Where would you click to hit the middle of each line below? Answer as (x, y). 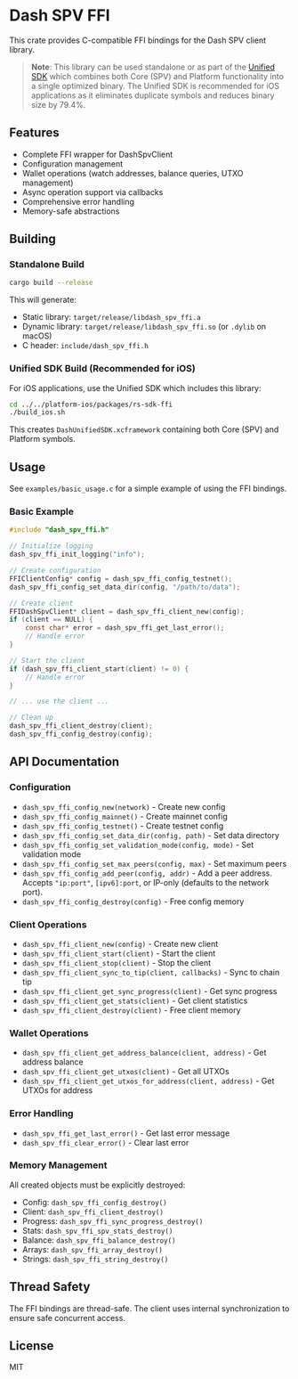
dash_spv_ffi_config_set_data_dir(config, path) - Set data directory (151, 835)
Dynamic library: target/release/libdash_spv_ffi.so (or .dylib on (144, 327)
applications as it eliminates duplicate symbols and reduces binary (153, 95)
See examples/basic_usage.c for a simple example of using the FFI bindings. (148, 489)
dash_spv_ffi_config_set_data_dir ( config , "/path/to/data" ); (125, 587)
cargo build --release (51, 283)
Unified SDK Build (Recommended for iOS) (102, 369)
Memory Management (58, 1165)
